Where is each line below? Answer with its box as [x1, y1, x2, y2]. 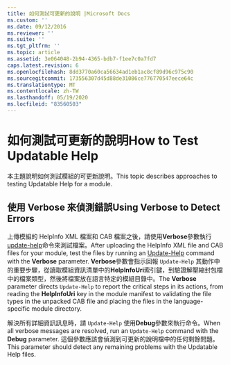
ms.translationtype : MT [7, 81, 76, 88]
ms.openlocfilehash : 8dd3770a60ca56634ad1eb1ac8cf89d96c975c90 [7, 68, 194, 75]
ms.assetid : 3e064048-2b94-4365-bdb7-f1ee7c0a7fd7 [7, 56, 157, 63]
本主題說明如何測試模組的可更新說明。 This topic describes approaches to [7, 172, 218, 180]
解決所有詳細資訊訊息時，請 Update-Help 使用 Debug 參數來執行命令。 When [7, 318, 220, 327]
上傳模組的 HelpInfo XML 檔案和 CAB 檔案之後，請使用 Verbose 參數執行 [7, 232, 212, 241]
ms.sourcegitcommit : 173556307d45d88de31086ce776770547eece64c [7, 74, 194, 82]
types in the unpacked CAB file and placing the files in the [7, 297, 172, 305]
